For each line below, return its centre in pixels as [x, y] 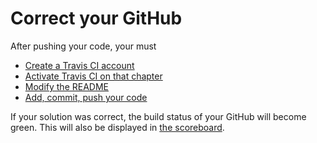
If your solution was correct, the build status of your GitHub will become [158, 116]
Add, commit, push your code [86, 97]
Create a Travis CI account [79, 65]
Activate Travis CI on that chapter [93, 76]
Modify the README [66, 86]
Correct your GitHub [96, 18]
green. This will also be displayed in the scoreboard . [117, 127]
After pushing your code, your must [83, 46]
